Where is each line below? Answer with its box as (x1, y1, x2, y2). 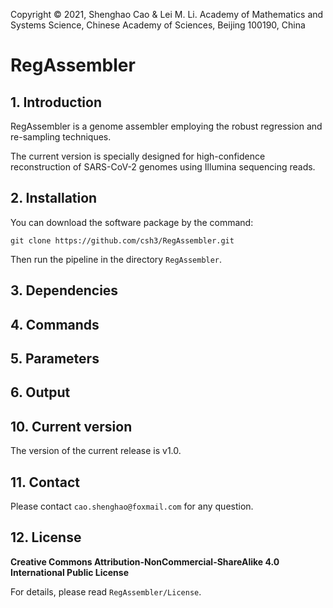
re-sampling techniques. (10, 131, 112, 143)
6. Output (10, 384, 71, 401)
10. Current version (10, 418, 133, 435)
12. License (10, 529, 82, 546)
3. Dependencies (10, 282, 119, 299)
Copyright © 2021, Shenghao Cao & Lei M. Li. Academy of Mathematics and (10, 9, 324, 20)
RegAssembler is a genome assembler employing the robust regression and (10, 120, 323, 132)
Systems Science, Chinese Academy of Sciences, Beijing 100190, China (10, 19, 306, 31)
